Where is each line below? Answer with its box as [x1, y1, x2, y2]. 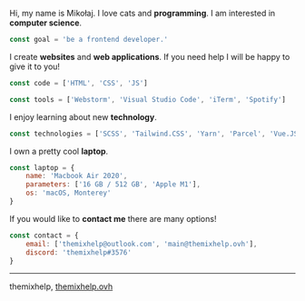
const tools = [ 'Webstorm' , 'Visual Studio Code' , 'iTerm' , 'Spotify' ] [9, 95, 286, 104]
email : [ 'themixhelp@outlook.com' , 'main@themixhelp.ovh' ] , [25, 239, 258, 248]
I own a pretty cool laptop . [9, 145, 109, 156]
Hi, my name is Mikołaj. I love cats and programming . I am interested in [9, 8, 276, 18]
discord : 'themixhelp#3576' [25, 247, 132, 257]
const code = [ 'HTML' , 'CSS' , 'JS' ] [9, 78, 148, 87]
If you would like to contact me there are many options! [9, 213, 217, 224]
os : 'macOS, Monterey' [25, 188, 112, 198]
